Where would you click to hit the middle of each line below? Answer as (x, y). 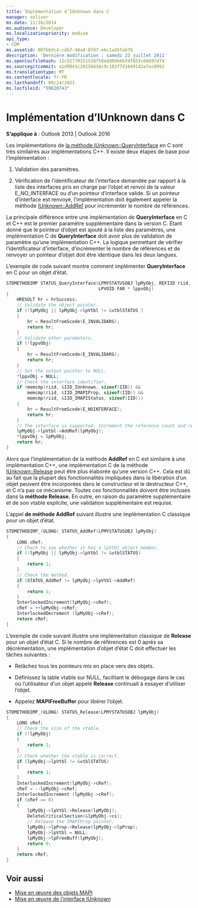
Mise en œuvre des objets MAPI (54, 893)
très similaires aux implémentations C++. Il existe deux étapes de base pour (98, 152)
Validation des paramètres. (47, 169)
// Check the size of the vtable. (59, 729)
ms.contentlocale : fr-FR (37, 77)
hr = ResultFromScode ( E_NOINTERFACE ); (75, 409)
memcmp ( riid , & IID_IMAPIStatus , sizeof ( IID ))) (85, 399)
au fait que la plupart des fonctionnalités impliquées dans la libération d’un (96, 478)
